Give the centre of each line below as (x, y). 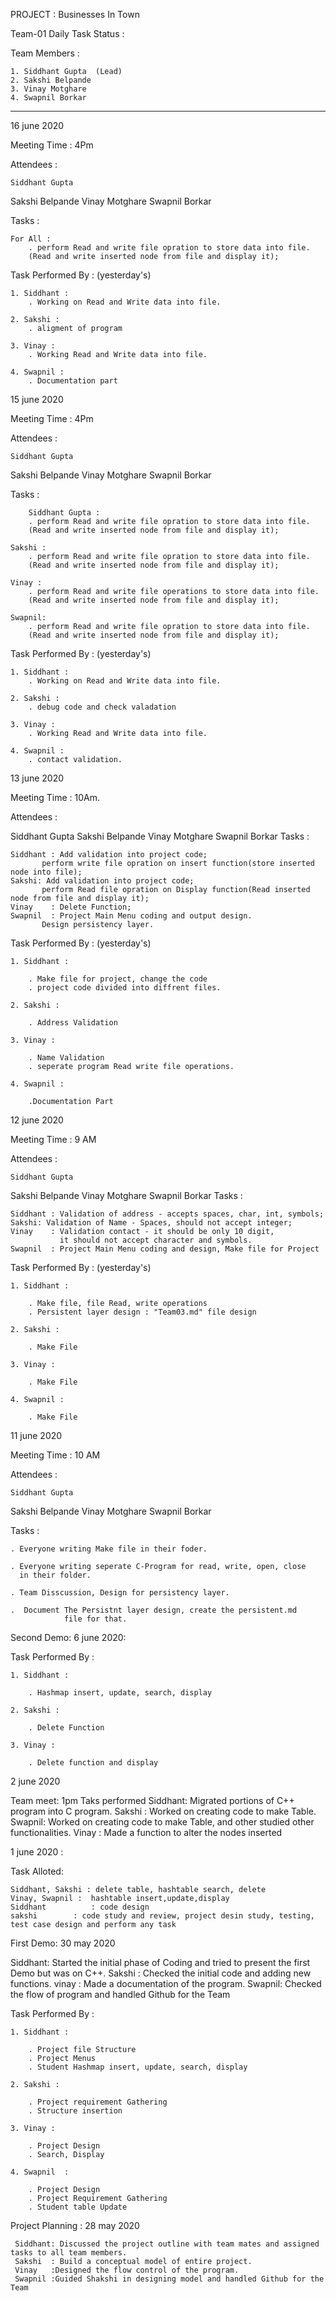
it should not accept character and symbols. (156, 1240)
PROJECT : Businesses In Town (75, 14)
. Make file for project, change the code (118, 979)
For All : (31, 239)
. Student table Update (78, 2207)
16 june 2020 (37, 125)
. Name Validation (66, 1058)
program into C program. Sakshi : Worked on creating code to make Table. (163, 1811)
